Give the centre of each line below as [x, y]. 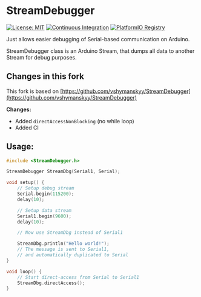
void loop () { [24, 271]
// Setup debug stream [46, 188]
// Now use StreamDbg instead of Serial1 [70, 233]
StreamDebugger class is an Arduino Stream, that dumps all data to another [100, 51]
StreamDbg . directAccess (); [51, 283]
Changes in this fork [45, 77]
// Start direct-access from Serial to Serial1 [78, 277]
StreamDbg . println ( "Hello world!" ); [64, 244]
